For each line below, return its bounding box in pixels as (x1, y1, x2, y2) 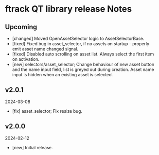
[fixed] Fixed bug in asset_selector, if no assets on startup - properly (12, 41, 150, 47)
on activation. (12, 56, 40, 62)
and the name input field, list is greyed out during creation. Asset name (12, 67, 154, 72)
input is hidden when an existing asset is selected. (12, 72, 113, 77)
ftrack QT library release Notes (5, 3, 132, 15)
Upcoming (5, 23, 37, 31)
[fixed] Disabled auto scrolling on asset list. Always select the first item (12, 51, 154, 57)
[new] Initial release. (12, 144, 53, 150)
